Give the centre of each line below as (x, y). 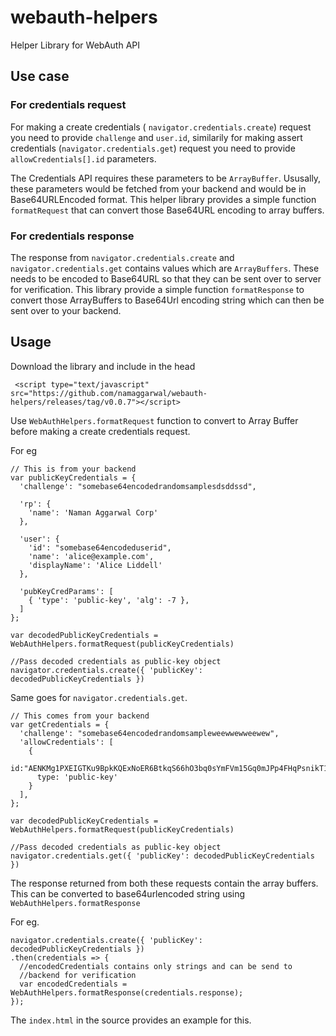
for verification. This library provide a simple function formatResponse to (157, 289)
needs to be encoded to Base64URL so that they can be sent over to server (166, 278)
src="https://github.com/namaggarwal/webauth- (109, 393)
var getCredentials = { (60, 724)
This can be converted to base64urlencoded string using (128, 893)
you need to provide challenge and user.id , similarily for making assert (156, 137)
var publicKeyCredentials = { (73, 477)
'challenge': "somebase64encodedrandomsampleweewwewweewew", (149, 733)
